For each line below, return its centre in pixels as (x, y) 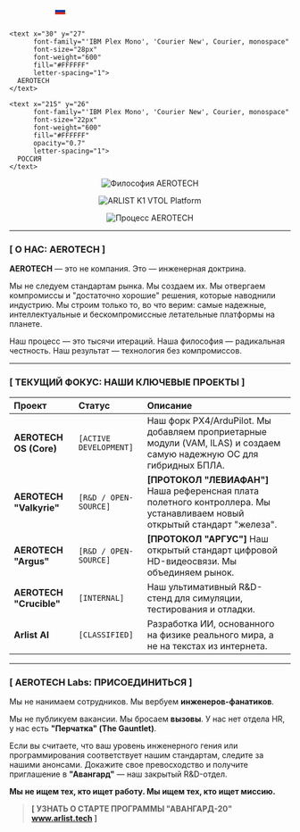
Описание (170, 405)
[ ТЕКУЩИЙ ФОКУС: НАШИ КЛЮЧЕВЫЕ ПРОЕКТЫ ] (127, 382)
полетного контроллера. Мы (208, 502)
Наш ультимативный (192, 587)
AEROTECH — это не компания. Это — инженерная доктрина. (128, 269)
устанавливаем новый (196, 513)
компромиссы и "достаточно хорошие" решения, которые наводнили (142, 295)
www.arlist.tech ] (64, 818)
